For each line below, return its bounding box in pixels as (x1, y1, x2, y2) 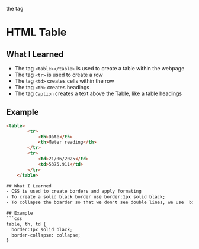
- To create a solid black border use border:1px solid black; (6, 194, 166, 200)
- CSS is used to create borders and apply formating (6, 189, 142, 195)
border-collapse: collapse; (11, 232, 81, 238)
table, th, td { (6, 221, 46, 227)
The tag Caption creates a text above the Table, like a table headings (14, 90, 182, 97)
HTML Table (6, 26, 67, 39)
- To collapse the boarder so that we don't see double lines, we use (6, 199, 184, 206)
